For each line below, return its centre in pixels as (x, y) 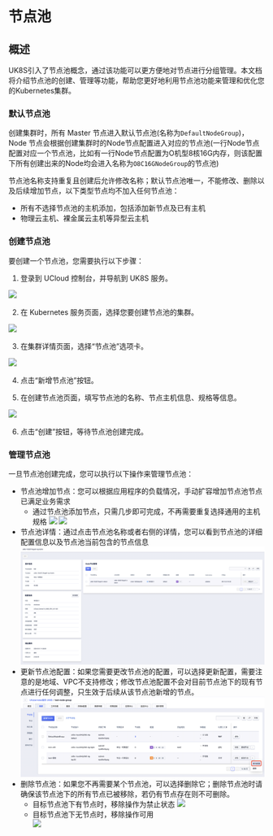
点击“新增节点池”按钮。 (59, 380)
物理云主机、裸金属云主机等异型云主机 (84, 218)
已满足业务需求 (45, 501)
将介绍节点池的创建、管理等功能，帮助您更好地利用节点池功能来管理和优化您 (136, 81)
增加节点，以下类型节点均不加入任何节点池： (104, 191)
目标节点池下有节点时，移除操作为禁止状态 (104, 804)
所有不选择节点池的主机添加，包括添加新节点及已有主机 (113, 208)
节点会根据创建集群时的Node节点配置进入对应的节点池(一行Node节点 (144, 143)
